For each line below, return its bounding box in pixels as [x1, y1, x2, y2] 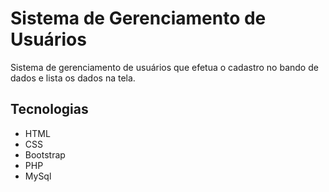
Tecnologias [10, 101, 89, 118]
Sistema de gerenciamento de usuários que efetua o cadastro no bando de [10, 61, 319, 73]
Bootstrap [24, 148, 66, 161]
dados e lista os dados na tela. [10, 72, 136, 84]
